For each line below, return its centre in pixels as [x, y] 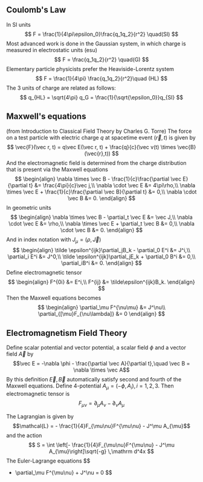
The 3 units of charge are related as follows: [61, 88]
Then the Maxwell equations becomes [54, 298]
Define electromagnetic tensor [44, 273]
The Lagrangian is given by [40, 416]
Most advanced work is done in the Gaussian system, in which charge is [96, 43]
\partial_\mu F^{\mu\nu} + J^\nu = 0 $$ [64, 472]
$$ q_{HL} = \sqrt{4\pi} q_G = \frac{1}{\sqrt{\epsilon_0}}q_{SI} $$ [101, 97]
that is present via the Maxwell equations [57, 169]
